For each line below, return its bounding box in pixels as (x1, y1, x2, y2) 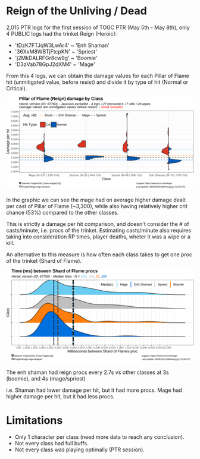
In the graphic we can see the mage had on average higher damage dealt (6, 196, 186, 203)
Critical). (6, 84, 27, 92)
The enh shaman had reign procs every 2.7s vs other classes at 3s (6, 369, 170, 376)
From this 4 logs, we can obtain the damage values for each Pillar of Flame (6, 72, 189, 79)
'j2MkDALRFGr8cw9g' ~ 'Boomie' (14, 54, 98, 61)
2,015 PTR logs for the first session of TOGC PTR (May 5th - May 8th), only (6, 24, 190, 31)
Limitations (6, 414, 63, 427)
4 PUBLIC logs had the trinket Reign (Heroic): (6, 30, 117, 37)
